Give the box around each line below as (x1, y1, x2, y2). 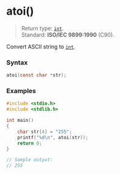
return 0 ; (17, 140, 43, 146)
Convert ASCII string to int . (6, 43, 76, 50)
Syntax (6, 58, 28, 67)
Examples (6, 87, 37, 96)
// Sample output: (6, 157, 53, 163)
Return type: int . (21, 25, 64, 32)
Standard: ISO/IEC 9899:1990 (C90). (21, 31, 115, 38)
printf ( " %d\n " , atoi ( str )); (17, 134, 88, 140)
